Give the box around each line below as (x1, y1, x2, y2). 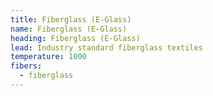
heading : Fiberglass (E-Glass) (10, 33, 141, 43)
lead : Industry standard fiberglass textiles (10, 42, 203, 53)
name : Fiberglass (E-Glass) (10, 24, 128, 34)
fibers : (10, 61, 43, 71)
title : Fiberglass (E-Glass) (10, 14, 132, 25)
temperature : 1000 (10, 52, 87, 62)
